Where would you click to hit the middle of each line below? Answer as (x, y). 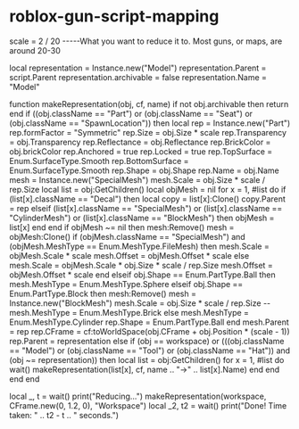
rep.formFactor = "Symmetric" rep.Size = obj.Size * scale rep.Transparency (148, 132)
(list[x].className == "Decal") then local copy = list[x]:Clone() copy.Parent (147, 199)
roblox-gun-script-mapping (114, 16)
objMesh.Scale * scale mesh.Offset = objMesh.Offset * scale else (129, 255)
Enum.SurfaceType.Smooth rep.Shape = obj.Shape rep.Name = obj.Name (144, 170)
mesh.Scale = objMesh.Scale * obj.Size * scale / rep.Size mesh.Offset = (141, 265)
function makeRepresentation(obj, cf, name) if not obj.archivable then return (149, 103)
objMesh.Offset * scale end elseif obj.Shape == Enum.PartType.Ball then (143, 275)
